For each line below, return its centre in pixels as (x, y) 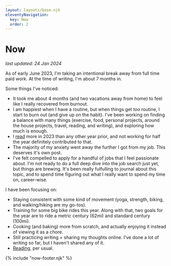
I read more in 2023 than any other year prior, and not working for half (87, 137)
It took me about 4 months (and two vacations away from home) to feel (87, 99)
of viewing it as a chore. (38, 232)
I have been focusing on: (31, 190)
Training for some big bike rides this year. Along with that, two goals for (88, 210)
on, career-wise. (30, 180)
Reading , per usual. (33, 248)
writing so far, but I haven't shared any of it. (58, 243)
